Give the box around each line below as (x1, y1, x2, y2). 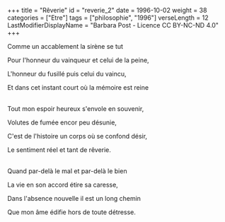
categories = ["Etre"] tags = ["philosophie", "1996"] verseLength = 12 (7, 13, 209, 22)
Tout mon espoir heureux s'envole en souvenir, (7, 105, 144, 112)
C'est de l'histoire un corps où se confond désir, (7, 132, 147, 140)
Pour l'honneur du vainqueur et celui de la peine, (7, 56, 150, 64)
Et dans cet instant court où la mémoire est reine (7, 83, 149, 91)
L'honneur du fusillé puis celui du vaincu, (7, 70, 127, 78)
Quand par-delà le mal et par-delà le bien (7, 167, 127, 175)
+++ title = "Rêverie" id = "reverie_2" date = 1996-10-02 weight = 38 (7, 6, 207, 14)
